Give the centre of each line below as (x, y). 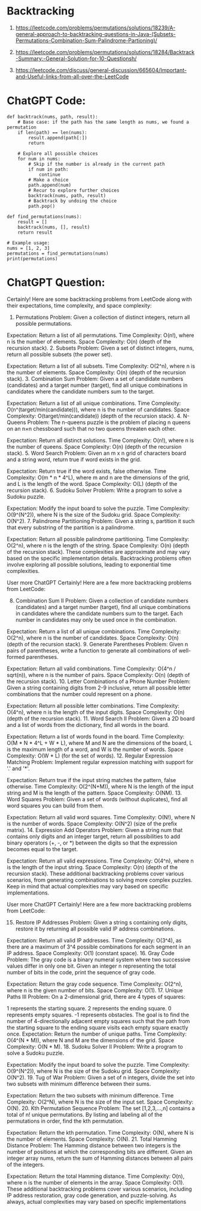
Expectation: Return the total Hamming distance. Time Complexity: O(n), (96, 1176)
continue (50, 175)
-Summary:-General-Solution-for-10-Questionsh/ (76, 58)
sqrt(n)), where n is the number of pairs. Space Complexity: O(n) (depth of (98, 675)
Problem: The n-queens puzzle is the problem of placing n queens (109, 422)
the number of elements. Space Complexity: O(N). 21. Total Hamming (92, 1139)
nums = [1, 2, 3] (28, 248)
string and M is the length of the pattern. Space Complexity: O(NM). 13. (94, 793)
